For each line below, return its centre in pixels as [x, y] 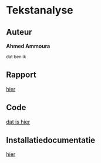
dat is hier [18, 122]
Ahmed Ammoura [28, 46]
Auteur [19, 32]
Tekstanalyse [40, 10]
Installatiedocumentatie [51, 140]
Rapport [21, 75]
